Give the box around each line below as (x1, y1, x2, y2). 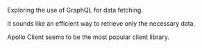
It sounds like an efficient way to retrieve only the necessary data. (7, 19, 196, 27)
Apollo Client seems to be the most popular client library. (7, 33, 170, 41)
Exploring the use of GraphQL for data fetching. (7, 6, 144, 14)
